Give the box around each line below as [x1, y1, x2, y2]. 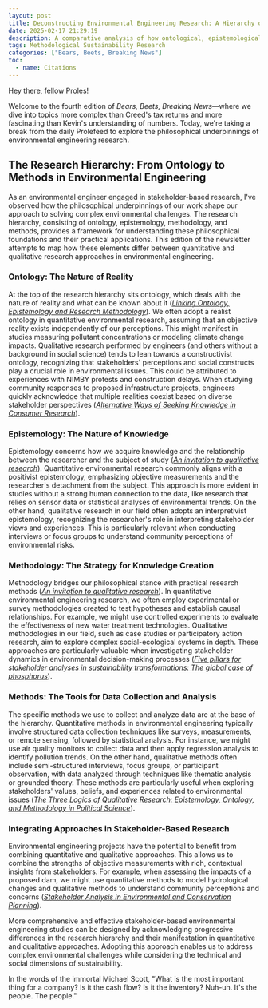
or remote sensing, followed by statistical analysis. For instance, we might [8, 735, 251, 744]
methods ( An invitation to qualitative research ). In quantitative [8, 587, 212, 596]
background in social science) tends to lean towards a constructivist [8, 349, 233, 358]
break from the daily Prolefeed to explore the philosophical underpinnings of [8, 126, 259, 136]
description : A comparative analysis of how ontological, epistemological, [8, 34, 266, 42]
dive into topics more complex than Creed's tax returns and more [8, 110, 223, 119]
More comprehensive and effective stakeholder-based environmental [8, 916, 236, 926]
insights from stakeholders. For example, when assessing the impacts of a [8, 867, 252, 876]
